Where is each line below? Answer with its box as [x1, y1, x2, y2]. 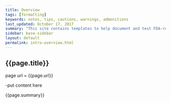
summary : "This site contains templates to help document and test [5, 26, 152, 31]
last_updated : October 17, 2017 [5, 21, 74, 27]
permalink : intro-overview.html [5, 40, 74, 45]
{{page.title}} [5, 59, 49, 68]
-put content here [5, 82, 42, 88]
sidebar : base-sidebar [5, 31, 53, 36]
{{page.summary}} [5, 92, 45, 98]
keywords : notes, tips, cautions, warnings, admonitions [5, 17, 129, 22]
